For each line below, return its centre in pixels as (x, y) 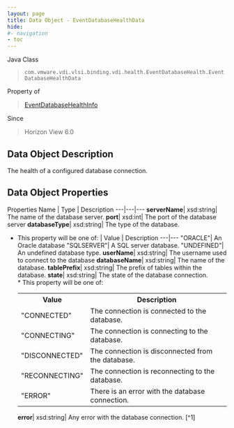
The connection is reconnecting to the (153, 371)
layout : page (26, 14)
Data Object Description (60, 154)
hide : (15, 27)
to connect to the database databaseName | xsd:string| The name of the (121, 260)
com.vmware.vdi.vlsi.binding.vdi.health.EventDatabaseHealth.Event (124, 73)
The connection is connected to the (148, 311)
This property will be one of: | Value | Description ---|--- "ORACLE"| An (119, 237)
